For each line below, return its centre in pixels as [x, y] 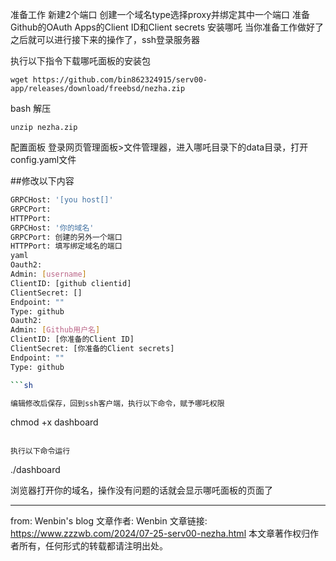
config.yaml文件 [43, 159]
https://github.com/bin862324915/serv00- [120, 80]
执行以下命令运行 [40, 451]
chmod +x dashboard [54, 422]
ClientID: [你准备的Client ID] [72, 339]
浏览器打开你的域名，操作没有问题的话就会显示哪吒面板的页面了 [141, 490]
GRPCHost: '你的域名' [52, 228]
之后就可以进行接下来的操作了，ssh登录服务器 [105, 39]
